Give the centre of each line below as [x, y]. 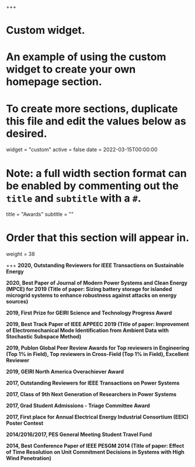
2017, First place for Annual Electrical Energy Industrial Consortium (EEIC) [97, 417]
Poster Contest [25, 423]
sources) [17, 302]
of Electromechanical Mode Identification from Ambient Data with [88, 330]
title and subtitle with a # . [74, 198]
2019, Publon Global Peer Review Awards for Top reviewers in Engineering [98, 348]
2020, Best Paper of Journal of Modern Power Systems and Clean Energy [97, 283]
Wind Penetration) [29, 458]
